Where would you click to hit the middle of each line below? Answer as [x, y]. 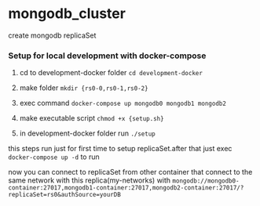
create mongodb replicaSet [52, 35]
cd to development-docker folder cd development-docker [111, 73]
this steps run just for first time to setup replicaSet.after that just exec [120, 149]
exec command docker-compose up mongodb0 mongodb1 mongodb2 [123, 103]
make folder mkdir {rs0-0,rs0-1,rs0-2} [84, 88]
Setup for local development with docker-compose [107, 56]
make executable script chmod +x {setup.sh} [92, 118]
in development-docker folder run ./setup [87, 133]
